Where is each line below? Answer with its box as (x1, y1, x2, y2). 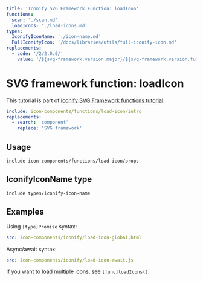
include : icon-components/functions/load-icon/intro (6, 108, 142, 114)
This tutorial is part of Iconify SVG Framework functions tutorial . (6, 97, 165, 104)
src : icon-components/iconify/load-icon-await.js (6, 257, 134, 263)
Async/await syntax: (6, 245, 57, 253)
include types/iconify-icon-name (6, 190, 91, 196)
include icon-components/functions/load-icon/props (6, 158, 139, 164)
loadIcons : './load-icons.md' (11, 22, 88, 28)
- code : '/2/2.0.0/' (11, 51, 63, 57)
